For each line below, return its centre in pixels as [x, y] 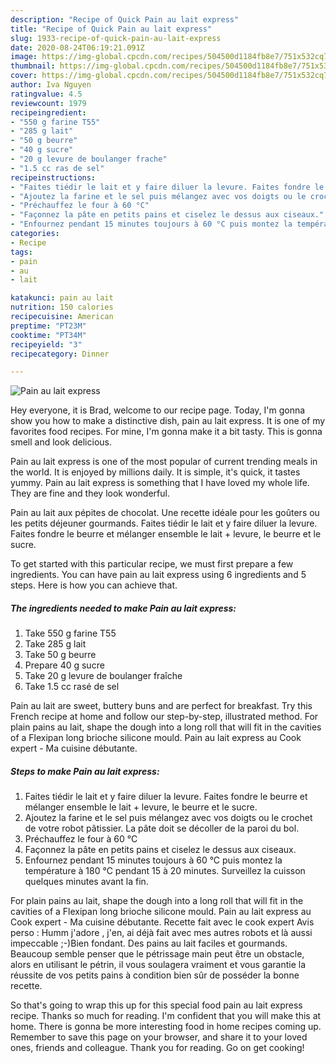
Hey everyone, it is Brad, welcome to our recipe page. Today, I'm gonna [158, 410]
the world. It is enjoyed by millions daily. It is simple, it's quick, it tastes [155, 472]
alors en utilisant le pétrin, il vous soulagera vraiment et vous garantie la [158, 965]
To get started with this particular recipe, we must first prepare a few [152, 564]
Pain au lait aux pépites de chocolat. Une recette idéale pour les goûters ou [165, 513]
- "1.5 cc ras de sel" [57, 168]
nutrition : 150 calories [62, 307]
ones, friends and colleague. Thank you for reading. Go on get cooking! [157, 1048]
